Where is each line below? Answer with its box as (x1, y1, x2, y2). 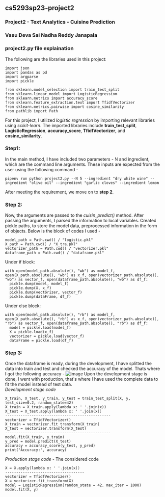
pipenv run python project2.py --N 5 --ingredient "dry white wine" (5, 176, 148, 181)
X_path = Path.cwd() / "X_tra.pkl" (5, 242, 78, 247)
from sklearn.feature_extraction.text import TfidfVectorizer (5, 100, 135, 105)
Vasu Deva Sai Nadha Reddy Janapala (5, 32, 98, 39)
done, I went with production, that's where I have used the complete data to (5, 376, 158, 382)
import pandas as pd (5, 70, 48, 75)
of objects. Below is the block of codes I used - (5, 228, 101, 234)
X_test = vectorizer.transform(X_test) (5, 426, 87, 431)
